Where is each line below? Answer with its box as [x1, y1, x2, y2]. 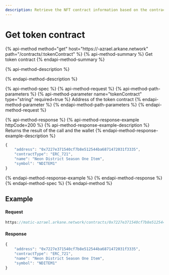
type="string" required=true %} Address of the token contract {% [5, 96, 142, 102]
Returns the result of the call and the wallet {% [5, 127, 102, 133]
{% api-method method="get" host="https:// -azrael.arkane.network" [5, 46, 148, 52]
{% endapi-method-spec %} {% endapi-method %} [5, 180, 113, 186]
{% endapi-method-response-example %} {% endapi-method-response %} [5, 174, 162, 181]
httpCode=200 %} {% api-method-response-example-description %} [5, 122, 150, 128]
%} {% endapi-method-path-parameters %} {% [45, 102, 145, 108]
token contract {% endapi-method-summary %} [5, 56, 105, 62]
